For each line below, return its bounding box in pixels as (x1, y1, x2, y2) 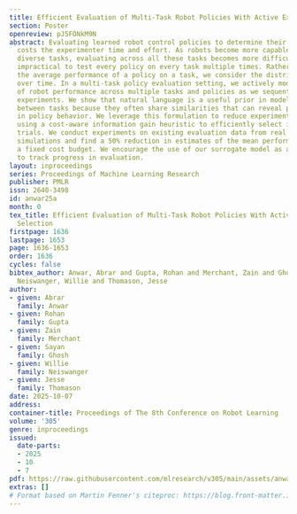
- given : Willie (9, 359, 69, 368)
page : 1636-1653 (9, 244, 69, 253)
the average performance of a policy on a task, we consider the (17, 71, 263, 80)
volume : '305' (9, 417, 62, 425)
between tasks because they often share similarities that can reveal (17, 104, 283, 113)
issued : (9, 433, 38, 442)
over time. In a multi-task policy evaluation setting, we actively (17, 79, 275, 88)
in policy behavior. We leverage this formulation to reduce (17, 112, 247, 121)
